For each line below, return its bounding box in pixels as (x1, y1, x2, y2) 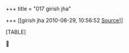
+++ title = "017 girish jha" (5, 5, 71, 12)
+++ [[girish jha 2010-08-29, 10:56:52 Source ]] (5, 17, 124, 23)
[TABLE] (5, 28, 27, 36)
